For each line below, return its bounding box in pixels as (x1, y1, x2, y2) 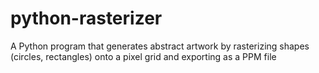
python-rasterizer (10, 7, 163, 30)
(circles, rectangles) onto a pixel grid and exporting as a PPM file (10, 50, 277, 62)
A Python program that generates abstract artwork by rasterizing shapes (10, 40, 310, 52)
